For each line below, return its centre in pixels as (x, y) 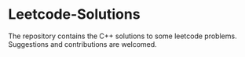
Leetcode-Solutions (74, 14)
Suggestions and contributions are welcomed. (82, 44)
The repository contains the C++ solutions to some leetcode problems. (122, 36)
